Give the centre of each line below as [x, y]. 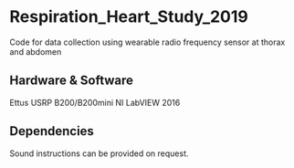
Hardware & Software [72, 81]
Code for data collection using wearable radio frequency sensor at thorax [147, 42]
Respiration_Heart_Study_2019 [129, 17]
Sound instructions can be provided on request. [99, 153]
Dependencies [52, 131]
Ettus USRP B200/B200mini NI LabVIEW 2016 [95, 102]
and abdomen [36, 51]
